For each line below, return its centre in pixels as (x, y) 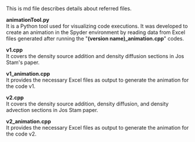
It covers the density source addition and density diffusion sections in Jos (95, 56)
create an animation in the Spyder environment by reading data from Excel (96, 32)
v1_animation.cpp (28, 74)
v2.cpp (15, 97)
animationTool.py (28, 20)
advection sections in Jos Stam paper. (52, 110)
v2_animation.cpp (29, 121)
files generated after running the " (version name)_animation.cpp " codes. (95, 38)
